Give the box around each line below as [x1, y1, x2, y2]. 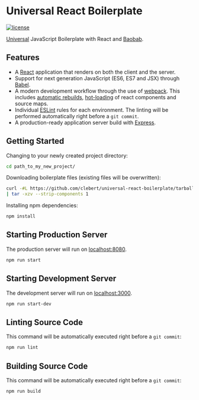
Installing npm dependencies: [6, 202, 78, 209]
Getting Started [6, 136, 65, 146]
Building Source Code [6, 361, 88, 371]
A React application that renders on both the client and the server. [14, 68, 176, 75]
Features [6, 52, 40, 63]
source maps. [14, 100, 49, 107]
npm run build [6, 388, 41, 394]
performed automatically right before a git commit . [14, 112, 139, 119]
